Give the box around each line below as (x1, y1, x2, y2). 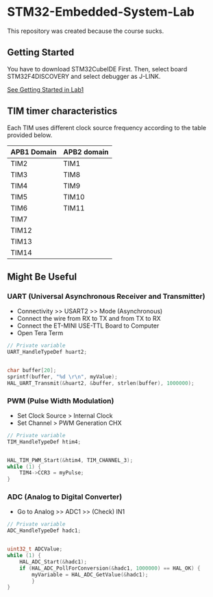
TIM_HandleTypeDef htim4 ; (7, 438, 81, 446)
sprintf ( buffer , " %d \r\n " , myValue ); (7, 373, 118, 380)
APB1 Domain (10, 147, 57, 156)
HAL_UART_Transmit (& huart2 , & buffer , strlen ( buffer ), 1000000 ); (7, 380, 195, 387)
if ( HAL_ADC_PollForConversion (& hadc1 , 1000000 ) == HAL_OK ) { (19, 565, 201, 572)
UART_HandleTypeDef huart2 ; (7, 349, 88, 356)
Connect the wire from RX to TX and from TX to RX (16, 315, 161, 323)
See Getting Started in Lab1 (7, 85, 84, 93)
